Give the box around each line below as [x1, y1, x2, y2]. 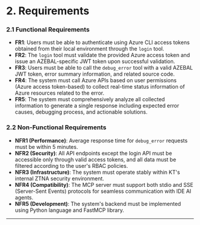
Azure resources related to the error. [14, 89, 105, 96]
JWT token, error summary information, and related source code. [14, 70, 175, 78]
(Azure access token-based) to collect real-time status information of [14, 83, 185, 90]
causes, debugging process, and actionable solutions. [14, 108, 148, 115]
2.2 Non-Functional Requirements [6, 123, 107, 132]
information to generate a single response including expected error [14, 102, 180, 110]
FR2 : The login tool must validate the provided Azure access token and [14, 52, 190, 59]
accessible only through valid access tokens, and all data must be [14, 156, 177, 163]
